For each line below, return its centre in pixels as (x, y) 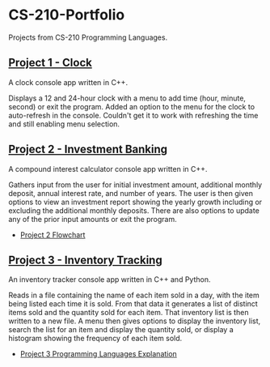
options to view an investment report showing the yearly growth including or (135, 202)
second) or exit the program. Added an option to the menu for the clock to (132, 106)
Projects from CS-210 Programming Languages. (88, 37)
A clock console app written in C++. (68, 82)
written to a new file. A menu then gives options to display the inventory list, (135, 321)
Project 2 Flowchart (53, 235)
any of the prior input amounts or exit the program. (93, 219)
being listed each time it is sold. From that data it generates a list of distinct (133, 304)
